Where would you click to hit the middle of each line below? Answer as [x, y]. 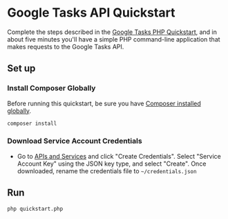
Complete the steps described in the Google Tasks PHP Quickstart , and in [112, 32]
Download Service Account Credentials [75, 141]
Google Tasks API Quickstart [91, 13]
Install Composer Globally [51, 88]
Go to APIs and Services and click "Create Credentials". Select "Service [119, 156]
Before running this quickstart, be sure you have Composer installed [104, 103]
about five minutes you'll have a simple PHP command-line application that [114, 39]
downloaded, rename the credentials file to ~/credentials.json [107, 170]
